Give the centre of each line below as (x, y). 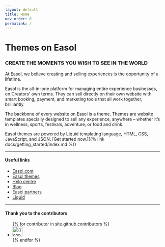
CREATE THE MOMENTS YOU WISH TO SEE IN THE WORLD (77, 63)
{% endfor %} (26, 240)
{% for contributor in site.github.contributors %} (61, 224)
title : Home (17, 14)
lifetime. (13, 79)
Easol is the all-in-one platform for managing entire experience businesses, (81, 89)
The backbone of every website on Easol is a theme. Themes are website (79, 114)
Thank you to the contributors (36, 213)
